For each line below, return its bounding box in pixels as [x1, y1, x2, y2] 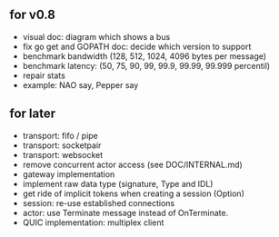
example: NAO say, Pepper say [22, 79, 139, 90]
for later [9, 106, 56, 122]
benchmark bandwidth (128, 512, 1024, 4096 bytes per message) [22, 50, 266, 62]
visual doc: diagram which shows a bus [22, 31, 171, 42]
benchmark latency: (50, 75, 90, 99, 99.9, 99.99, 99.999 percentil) [22, 60, 271, 71]
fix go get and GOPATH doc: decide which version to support [22, 41, 252, 52]
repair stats [22, 70, 65, 81]
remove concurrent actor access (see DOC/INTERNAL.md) [22, 159, 243, 170]
